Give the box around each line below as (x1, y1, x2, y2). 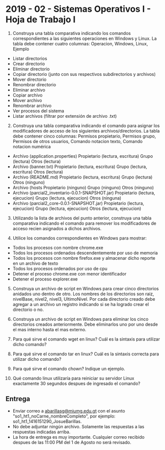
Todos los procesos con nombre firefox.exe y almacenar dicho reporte (12, 255, 156, 261)
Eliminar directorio (12, 66, 50, 72)
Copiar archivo (12, 92, 43, 98)
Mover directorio (12, 76, 47, 82)
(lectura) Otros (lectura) (12, 158, 61, 164)
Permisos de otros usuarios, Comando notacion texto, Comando (12, 138, 143, 144)
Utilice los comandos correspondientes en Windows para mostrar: (12, 235, 147, 241)
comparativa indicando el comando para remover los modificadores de (12, 220, 157, 226)
